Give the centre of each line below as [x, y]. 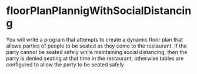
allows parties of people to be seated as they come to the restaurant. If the [96, 46]
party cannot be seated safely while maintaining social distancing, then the [97, 52]
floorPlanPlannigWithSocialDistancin [99, 11]
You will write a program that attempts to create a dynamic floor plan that [95, 39]
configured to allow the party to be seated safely [65, 64]
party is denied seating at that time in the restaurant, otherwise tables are [95, 58]
